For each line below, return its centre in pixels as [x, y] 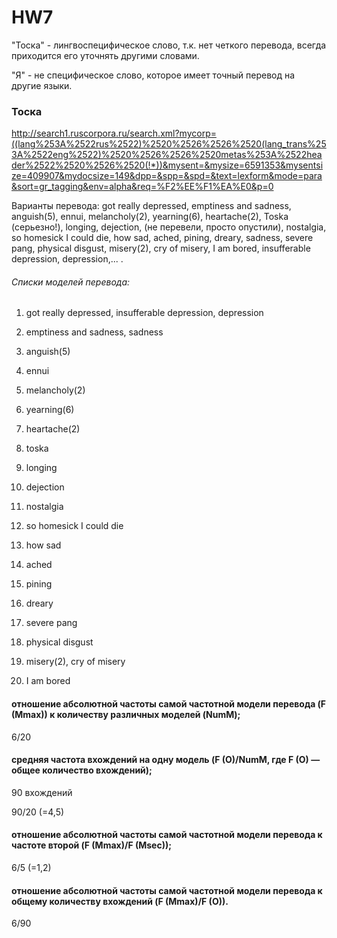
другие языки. [42, 85]
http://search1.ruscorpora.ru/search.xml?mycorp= [114, 133]
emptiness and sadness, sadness [94, 332]
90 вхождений [42, 792]
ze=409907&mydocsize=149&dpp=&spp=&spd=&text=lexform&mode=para [167, 176]
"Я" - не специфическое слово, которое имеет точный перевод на [153, 75]
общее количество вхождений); [82, 770]
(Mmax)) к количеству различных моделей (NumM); [126, 715]
